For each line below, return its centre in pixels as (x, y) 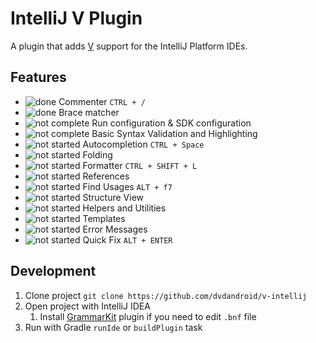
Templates (104, 218)
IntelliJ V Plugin (76, 18)
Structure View (113, 197)
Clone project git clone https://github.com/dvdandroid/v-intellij (166, 295)
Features (38, 77)
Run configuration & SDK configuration (171, 123)
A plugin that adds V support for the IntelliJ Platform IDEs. (129, 46)
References (106, 176)
